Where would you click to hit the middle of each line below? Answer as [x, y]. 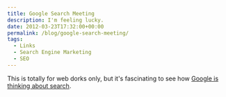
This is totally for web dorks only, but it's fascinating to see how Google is [113, 78]
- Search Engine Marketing [53, 53]
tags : [15, 39]
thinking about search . [39, 86]
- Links [25, 46]
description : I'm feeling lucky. [56, 20]
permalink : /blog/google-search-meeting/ [68, 33]
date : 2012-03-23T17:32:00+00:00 [56, 26]
